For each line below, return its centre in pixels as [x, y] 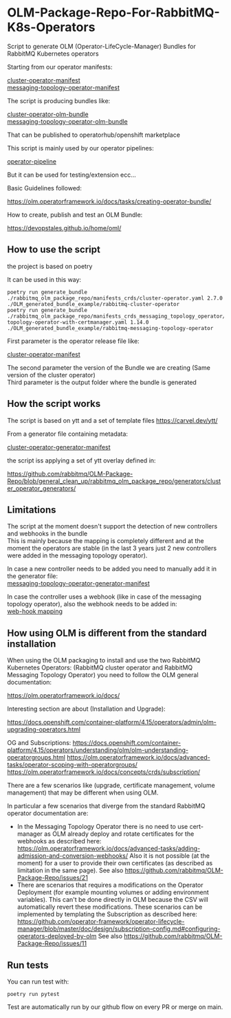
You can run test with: [38, 982]
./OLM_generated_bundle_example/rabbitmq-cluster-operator [93, 304]
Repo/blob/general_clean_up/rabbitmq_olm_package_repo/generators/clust [114, 481]
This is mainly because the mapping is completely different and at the [106, 541]
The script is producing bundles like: [59, 100]
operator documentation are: [48, 813]
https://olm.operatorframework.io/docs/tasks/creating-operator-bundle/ [109, 201]
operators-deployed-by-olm [57, 936]
